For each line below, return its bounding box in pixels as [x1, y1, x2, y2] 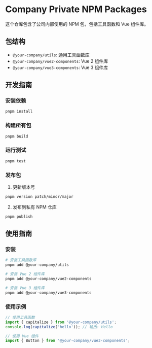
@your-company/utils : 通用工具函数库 [12, 52, 90, 58]
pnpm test [5, 158, 26, 163]
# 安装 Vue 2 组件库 [5, 271, 45, 277]
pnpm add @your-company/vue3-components [5, 290, 92, 295]
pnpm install [5, 109, 33, 114]
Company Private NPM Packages [5, 4, 147, 15]
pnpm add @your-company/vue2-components [5, 276, 92, 282]
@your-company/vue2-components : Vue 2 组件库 [12, 58, 108, 64]
